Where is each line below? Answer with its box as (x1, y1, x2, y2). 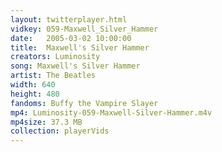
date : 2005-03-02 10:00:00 (10, 33, 132, 43)
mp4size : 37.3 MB (10, 117, 83, 127)
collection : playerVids (10, 126, 110, 136)
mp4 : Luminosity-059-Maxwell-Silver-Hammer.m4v (10, 107, 213, 118)
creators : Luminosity (10, 52, 101, 62)
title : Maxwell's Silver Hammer (10, 42, 150, 53)
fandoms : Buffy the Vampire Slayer (10, 98, 159, 108)
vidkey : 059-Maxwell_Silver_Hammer (10, 24, 159, 34)
